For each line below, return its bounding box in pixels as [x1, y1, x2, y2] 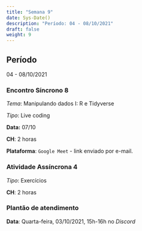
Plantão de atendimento [6, 203, 79, 212]
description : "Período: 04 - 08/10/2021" [6, 20, 114, 26]
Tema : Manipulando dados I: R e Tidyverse [6, 100, 114, 107]
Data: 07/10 [6, 124, 36, 131]
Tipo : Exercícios [6, 176, 47, 184]
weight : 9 [6, 32, 32, 38]
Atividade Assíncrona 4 [6, 163, 78, 172]
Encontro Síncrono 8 [6, 86, 69, 94]
